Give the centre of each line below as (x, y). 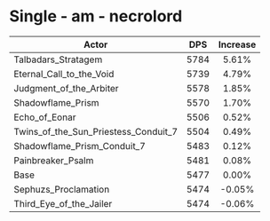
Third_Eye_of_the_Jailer (63, 203)
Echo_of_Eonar (45, 117)
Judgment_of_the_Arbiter (66, 88)
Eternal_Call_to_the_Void (64, 74)
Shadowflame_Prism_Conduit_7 (80, 146)
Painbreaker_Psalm (54, 160)
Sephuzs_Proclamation (62, 189)
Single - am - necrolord (96, 16)
